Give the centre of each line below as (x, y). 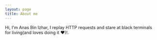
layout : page (18, 9)
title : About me (21, 14)
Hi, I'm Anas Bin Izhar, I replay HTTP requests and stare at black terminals (79, 27)
